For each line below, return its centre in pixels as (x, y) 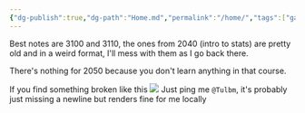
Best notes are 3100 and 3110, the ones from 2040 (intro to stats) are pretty (150, 43)
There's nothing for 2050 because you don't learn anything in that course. (148, 71)
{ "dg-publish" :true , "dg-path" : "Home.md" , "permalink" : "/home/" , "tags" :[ (148, 18)
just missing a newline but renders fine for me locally (108, 99)
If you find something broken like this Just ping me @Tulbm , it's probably (148, 89)
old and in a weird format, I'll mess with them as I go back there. (129, 53)
